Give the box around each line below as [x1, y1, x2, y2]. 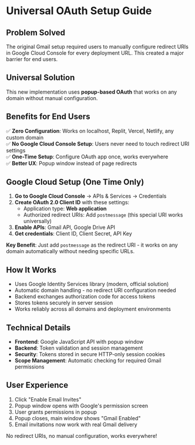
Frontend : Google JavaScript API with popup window [14, 338, 144, 346]
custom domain [6, 134, 44, 141]
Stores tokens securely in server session [14, 299, 113, 307]
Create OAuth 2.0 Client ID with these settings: [14, 199, 130, 206]
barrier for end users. [6, 56, 58, 62]
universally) [23, 218, 52, 225]
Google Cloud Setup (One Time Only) [6, 177, 144, 187]
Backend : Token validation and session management [14, 344, 143, 351]
